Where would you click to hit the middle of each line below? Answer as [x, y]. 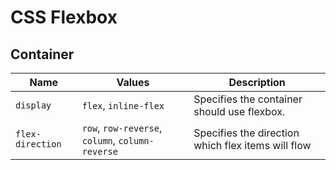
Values [133, 82]
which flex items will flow [252, 145]
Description [257, 82]
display [33, 105]
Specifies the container [248, 99]
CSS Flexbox [64, 17]
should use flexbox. [239, 111]
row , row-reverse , [122, 128]
